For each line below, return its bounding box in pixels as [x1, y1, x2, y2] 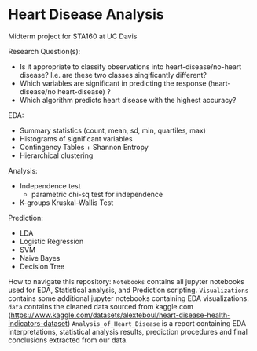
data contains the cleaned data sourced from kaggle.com [8, 302, 194, 311]
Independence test [19, 181, 81, 190]
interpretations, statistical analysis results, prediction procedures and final [8, 327, 248, 336]
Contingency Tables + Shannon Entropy [19, 142, 149, 152]
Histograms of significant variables [19, 133, 133, 143]
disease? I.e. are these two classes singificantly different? [19, 70, 207, 79]
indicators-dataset [8, 318, 68, 327]
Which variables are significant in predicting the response [19, 79, 207, 88]
